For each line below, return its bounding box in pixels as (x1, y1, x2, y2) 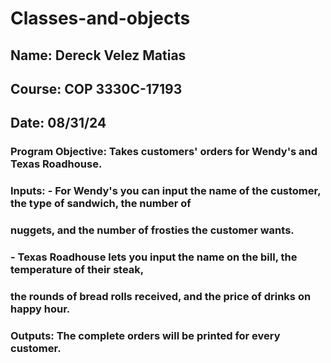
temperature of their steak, (10, 263, 145, 277)
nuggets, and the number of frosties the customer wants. (10, 223, 295, 237)
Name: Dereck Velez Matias (10, 47, 187, 64)
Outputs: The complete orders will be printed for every (10, 328, 281, 342)
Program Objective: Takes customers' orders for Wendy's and (10, 145, 318, 159)
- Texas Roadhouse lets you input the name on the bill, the (10, 250, 298, 264)
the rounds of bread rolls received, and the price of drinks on (10, 289, 312, 303)
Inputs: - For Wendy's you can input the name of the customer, (10, 184, 322, 198)
